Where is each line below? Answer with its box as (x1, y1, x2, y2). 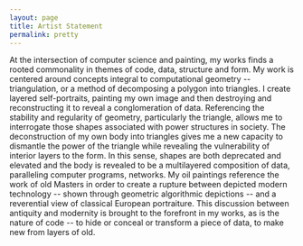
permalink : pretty (9, 30, 79, 39)
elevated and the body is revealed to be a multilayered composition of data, (9, 159, 291, 171)
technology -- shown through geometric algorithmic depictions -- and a (9, 188, 277, 199)
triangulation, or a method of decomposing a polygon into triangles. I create (9, 83, 291, 95)
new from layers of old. (9, 227, 96, 238)
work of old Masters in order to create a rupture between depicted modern (9, 179, 288, 190)
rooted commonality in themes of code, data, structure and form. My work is (9, 64, 294, 75)
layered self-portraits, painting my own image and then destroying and (9, 93, 272, 104)
